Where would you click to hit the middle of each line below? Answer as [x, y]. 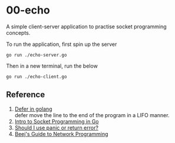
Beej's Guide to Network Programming [61, 134]
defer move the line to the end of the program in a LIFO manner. [92, 115]
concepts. [18, 32]
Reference [26, 95]
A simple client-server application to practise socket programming [86, 26]
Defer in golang [33, 109]
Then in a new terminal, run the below [52, 66]
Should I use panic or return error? [57, 128]
